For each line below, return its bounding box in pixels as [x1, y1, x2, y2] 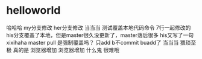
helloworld [6, 4, 61, 17]
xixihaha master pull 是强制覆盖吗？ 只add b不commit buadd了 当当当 [6, 39, 179, 46]
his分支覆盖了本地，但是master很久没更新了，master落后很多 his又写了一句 [6, 31, 194, 39]
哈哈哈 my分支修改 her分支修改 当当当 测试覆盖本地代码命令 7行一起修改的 [6, 24, 191, 31]
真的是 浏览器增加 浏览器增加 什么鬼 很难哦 [13, 46, 119, 54]
